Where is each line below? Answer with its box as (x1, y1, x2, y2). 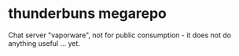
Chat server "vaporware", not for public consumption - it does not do (8, 30, 232, 40)
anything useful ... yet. (8, 38, 81, 47)
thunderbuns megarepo (8, 5, 167, 23)
